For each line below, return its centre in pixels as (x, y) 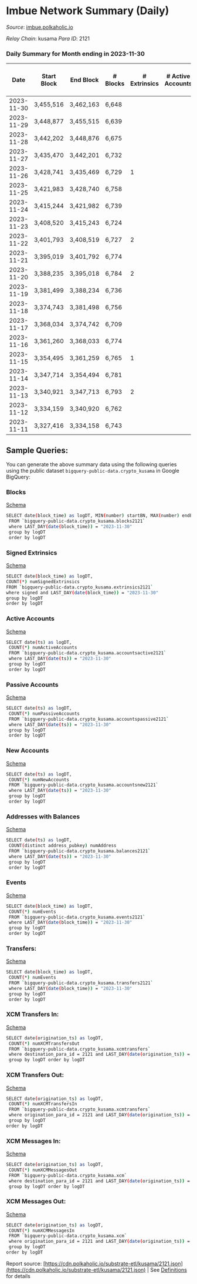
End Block (84, 80)
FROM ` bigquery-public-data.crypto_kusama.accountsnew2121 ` (84, 785)
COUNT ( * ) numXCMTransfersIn (43, 1104)
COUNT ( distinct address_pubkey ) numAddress (62, 846)
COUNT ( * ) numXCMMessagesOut (43, 1170)
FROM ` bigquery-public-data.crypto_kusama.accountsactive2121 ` (87, 653)
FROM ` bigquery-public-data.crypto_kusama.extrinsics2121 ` (80, 587)
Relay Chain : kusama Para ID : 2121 (48, 38)
